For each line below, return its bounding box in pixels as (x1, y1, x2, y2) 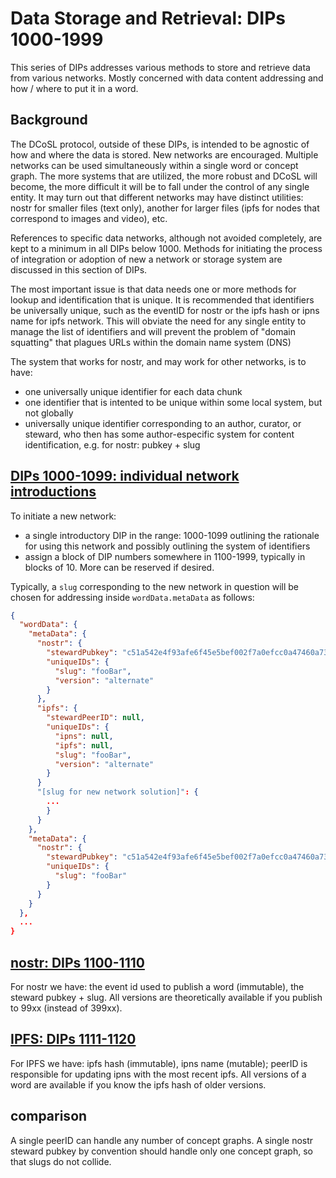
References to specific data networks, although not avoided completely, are (10, 232, 323, 244)
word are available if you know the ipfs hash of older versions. (10, 1078, 267, 1091)
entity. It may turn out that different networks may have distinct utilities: (10, 191, 304, 203)
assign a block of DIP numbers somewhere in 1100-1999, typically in (24, 550, 306, 562)
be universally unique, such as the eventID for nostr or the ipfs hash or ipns (10, 304, 320, 316)
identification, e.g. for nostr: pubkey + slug (24, 438, 201, 451)
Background (10, 112, 88, 129)
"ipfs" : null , (54, 740, 114, 751)
